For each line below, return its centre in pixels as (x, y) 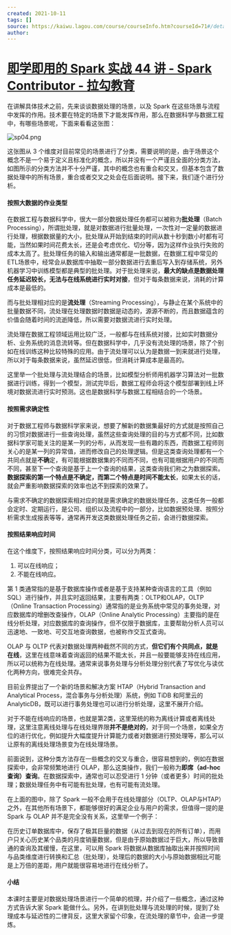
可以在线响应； (38, 565)
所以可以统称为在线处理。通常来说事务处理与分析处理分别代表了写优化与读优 (115, 663)
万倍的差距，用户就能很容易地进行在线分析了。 (85, 865)
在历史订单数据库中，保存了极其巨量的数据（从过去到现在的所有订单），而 (111, 831)
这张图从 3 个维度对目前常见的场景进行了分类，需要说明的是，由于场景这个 (113, 151)
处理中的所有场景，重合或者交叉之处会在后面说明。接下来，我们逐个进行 (115, 177)
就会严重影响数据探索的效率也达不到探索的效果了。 (79, 486)
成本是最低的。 (28, 288)
